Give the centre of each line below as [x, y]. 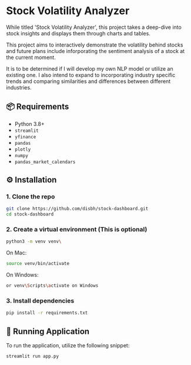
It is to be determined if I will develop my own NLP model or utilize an [90, 68]
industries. [19, 87]
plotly [23, 149]
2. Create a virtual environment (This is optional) [77, 230]
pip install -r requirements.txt [47, 313]
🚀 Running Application [48, 331]
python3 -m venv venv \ [34, 242]
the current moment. [31, 57]
